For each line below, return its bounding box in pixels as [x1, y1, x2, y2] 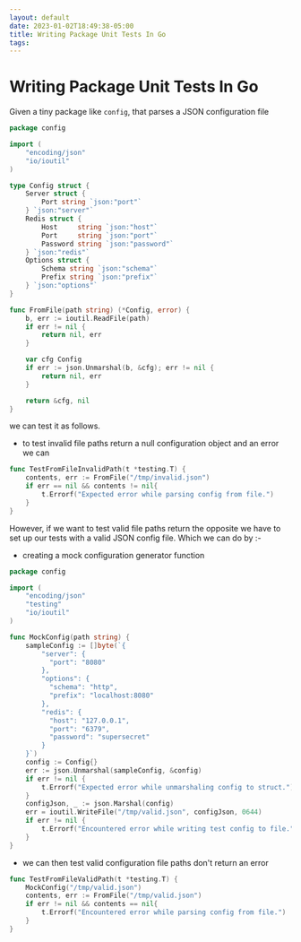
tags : [9, 38, 30, 48]
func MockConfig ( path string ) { [9, 633, 130, 642]
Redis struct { [25, 214, 82, 224]
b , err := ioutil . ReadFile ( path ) [25, 314, 150, 323]
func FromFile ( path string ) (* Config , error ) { [9, 306, 191, 315]
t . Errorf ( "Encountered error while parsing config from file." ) [41, 908, 287, 917]
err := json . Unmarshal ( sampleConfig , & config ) [25, 765, 202, 775]
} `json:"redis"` [25, 247, 90, 256]
